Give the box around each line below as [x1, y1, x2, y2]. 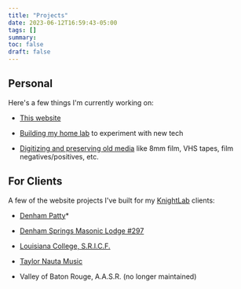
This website [19, 113, 61, 123]
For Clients [8, 174, 63, 188]
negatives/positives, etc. [19, 152, 100, 161]
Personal [8, 77, 53, 90]
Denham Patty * [19, 210, 69, 220]
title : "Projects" [8, 11, 68, 20]
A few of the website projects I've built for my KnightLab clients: [8, 196, 215, 205]
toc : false [8, 41, 44, 49]
